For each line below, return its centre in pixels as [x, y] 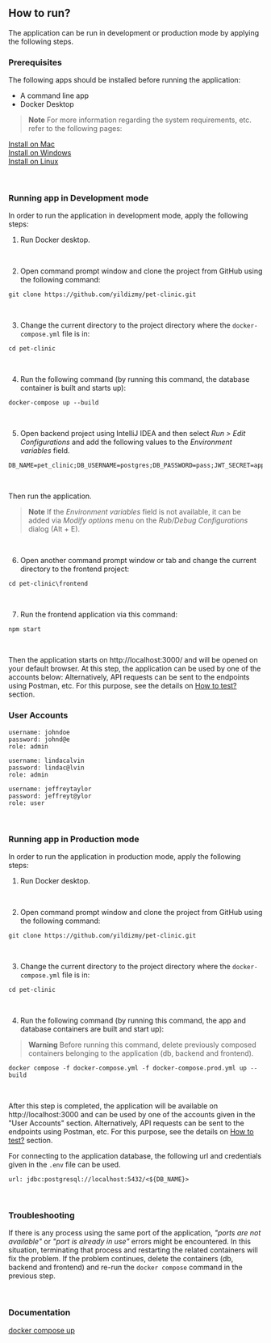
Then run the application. [50, 496]
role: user [27, 803]
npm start [25, 629]
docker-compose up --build [54, 403]
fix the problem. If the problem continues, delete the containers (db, [121, 1259]
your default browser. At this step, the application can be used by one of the [135, 669]
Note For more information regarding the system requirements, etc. [140, 120]
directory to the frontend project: [75, 569]
